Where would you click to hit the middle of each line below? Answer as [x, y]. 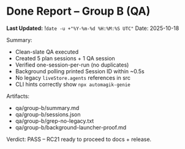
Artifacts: [18, 96]
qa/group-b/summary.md [47, 107]
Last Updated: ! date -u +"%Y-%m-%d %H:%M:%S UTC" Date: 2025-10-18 [93, 28]
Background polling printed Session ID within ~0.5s [80, 71]
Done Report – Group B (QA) [78, 11]
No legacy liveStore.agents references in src [73, 78]
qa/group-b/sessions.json [48, 114]
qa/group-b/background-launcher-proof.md [71, 127]
